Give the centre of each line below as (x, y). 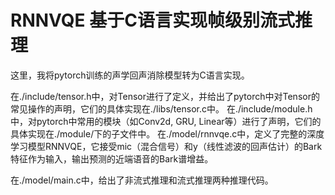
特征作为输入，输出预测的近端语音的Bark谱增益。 (112, 158)
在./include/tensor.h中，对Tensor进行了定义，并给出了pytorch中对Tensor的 (165, 96)
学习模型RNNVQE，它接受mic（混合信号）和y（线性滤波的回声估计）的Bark (166, 146)
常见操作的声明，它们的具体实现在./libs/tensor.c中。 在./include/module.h (161, 108)
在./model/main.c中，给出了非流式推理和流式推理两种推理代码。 (142, 180)
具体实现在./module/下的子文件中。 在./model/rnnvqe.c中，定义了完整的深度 (167, 133)
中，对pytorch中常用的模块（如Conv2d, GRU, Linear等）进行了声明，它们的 (166, 121)
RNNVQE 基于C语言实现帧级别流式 (152, 20)
